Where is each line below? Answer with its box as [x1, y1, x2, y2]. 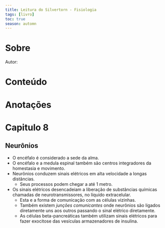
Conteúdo [5, 76, 47, 87]
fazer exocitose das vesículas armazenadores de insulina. [19, 218, 138, 224]
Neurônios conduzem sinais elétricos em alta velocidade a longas [12, 170, 147, 176]
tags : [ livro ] [5, 12, 35, 17]
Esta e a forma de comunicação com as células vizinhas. [19, 197, 136, 203]
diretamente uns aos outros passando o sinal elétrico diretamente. [19, 207, 156, 214]
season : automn [5, 21, 37, 26]
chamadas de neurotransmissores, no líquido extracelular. [12, 192, 131, 198]
